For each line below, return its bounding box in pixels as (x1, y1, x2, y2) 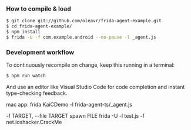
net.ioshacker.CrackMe (6, 118, 62, 125)
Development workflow (6, 48, 75, 56)
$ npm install (6, 29, 41, 35)
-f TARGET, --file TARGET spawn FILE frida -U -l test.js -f (6, 112, 145, 119)
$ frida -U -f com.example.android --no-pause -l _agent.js (6, 34, 157, 40)
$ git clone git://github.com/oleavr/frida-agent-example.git (6, 18, 162, 24)
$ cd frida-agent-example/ (6, 23, 72, 29)
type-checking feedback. (6, 90, 68, 97)
